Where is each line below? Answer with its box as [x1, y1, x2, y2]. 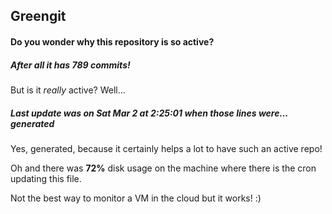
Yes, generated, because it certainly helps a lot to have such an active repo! [10, 142, 323, 154]
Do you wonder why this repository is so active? [10, 35, 215, 48]
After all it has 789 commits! [10, 59, 131, 71]
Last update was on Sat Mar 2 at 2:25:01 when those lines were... [10, 107, 289, 119]
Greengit [10, 8, 67, 25]
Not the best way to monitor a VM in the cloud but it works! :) [10, 192, 262, 204]
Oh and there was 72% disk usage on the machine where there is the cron [10, 162, 317, 174]
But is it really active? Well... [10, 84, 126, 96]
